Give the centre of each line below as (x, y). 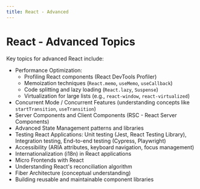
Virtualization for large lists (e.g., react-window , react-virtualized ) (107, 96)
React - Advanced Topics (71, 41)
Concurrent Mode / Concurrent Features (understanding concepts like (102, 102)
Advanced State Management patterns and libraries (79, 128)
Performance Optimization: (49, 70)
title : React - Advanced (37, 12)
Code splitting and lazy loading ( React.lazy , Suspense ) (91, 89)
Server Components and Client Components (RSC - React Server (96, 115)
